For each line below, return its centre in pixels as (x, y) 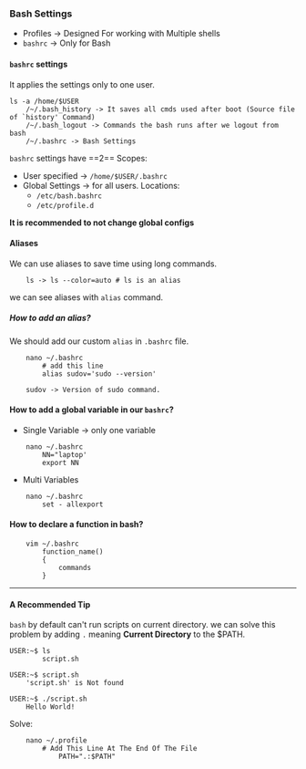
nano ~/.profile (57, 741)
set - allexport (73, 504)
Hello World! (51, 707)
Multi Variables (51, 479)
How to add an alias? (50, 318)
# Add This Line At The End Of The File (120, 749)
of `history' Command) (52, 117)
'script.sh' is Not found (75, 683)
